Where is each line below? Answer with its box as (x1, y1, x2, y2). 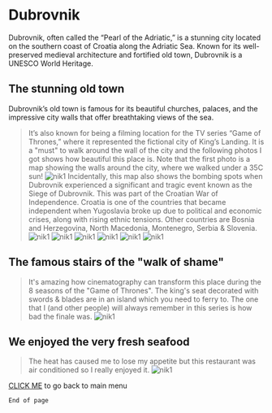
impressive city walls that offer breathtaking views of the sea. (8, 112, 214, 122)
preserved (8, 50, 43, 59)
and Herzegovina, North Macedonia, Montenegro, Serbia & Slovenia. (28, 223, 257, 233)
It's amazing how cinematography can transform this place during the (28, 276, 261, 286)
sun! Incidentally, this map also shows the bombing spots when (28, 171, 263, 180)
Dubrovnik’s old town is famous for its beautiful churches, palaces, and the (8, 103, 258, 113)
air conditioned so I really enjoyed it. (28, 365, 150, 375)
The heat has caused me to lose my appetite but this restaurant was (28, 356, 256, 367)
